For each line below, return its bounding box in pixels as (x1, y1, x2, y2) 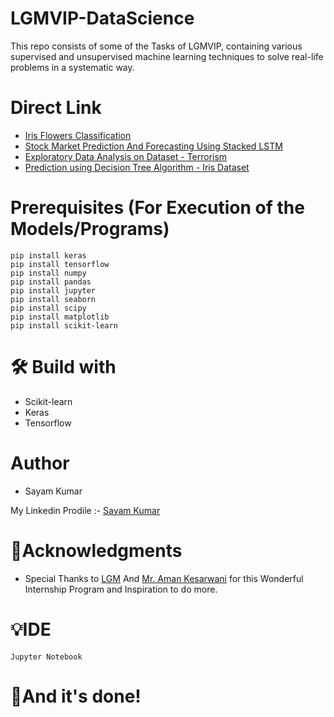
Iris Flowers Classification (24, 129, 132, 141)
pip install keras (10, 250, 87, 261)
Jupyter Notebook (10, 652, 83, 662)
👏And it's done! (10, 685, 142, 707)
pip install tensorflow (10, 259, 110, 269)
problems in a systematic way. (10, 61, 135, 73)
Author (10, 452, 70, 474)
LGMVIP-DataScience (10, 7, 195, 30)
